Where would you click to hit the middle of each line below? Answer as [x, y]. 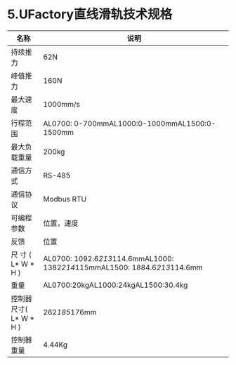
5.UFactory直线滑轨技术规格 [90, 14]
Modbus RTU [65, 199]
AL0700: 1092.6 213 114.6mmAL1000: [109, 258]
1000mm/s [62, 104]
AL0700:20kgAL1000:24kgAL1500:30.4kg [116, 285]
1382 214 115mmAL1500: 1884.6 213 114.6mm [123, 267]
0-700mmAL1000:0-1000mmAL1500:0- [145, 124]
